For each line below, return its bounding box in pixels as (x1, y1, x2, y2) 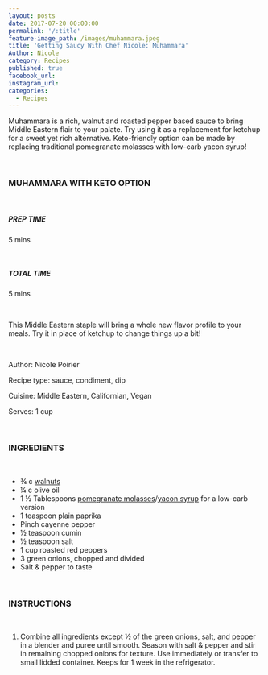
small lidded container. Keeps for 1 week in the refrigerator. (19, 657, 216, 667)
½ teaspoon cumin (19, 528, 82, 537)
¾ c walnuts (19, 476, 61, 486)
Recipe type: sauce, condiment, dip (8, 375, 126, 385)
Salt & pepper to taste (19, 561, 93, 572)
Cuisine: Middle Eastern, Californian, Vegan (8, 391, 152, 401)
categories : (8, 86, 48, 95)
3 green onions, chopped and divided (19, 553, 145, 563)
